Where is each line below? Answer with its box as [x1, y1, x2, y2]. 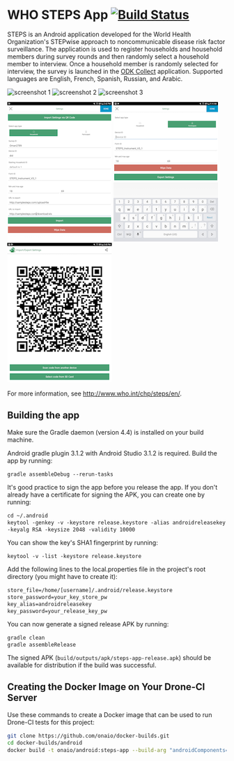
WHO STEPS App [7, 7, 109, 23]
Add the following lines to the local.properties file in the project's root [7, 565, 206, 573]
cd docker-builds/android [7, 739, 82, 746]
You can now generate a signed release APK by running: [7, 619, 169, 628]
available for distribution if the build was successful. [7, 661, 157, 669]
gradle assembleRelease [7, 641, 77, 648]
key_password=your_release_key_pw [7, 608, 108, 615]
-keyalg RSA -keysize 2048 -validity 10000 [7, 526, 136, 533]
